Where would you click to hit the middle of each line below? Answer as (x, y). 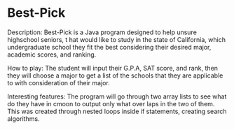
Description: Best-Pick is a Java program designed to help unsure (102, 32)
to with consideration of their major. (58, 82)
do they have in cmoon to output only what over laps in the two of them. (111, 103)
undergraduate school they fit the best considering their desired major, (109, 47)
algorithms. (23, 118)
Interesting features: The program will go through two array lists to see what (117, 96)
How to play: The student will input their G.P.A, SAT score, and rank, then (113, 68)
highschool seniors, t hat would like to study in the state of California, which (117, 39)
